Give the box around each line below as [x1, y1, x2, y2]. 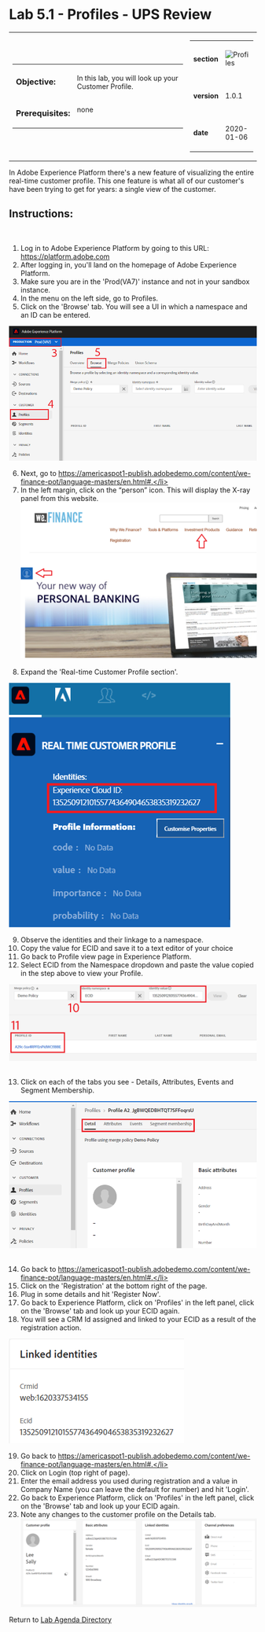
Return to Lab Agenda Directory [9, 1615, 112, 1624]
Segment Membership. [20, 1085, 95, 1095]
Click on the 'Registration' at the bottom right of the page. [20, 1280, 208, 1291]
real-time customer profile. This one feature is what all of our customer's [9, 175, 245, 186]
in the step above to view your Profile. [20, 968, 144, 978]
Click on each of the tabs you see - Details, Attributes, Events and [20, 1078, 234, 1087]
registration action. [20, 1323, 82, 1332]
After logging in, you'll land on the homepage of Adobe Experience [20, 260, 237, 269]
